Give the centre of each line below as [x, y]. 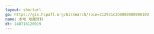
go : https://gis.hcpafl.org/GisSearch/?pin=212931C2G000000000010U [77, 14]
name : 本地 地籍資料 [24, 19]
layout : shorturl [23, 10]
